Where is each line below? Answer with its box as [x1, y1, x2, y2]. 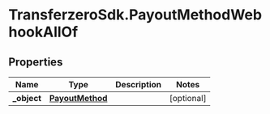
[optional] [169, 93, 207, 103]
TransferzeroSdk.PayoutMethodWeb [8, 6, 262, 24]
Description [115, 79, 162, 90]
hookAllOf [8, 23, 79, 41]
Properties [8, 55, 63, 69]
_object [12, 93, 42, 103]
